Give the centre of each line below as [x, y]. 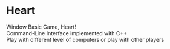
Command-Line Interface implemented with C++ [67, 33]
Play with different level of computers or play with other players [85, 39]
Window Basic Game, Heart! [41, 27]
